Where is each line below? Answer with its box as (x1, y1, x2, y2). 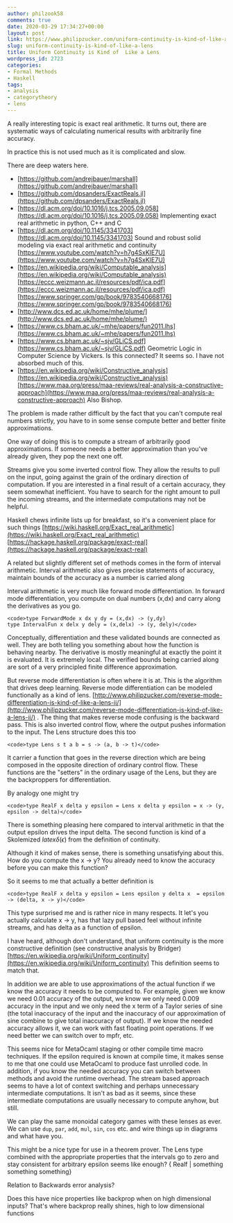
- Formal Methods (7, 68, 58, 75)
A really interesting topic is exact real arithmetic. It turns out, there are (7, 119, 207, 128)
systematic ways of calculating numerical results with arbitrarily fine (7, 126, 202, 135)
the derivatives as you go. (7, 601, 81, 610)
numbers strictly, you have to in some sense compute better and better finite (7, 416, 226, 425)
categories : (7, 62, 42, 69)
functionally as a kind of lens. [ (7, 691, 95, 699)
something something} (7, 1167, 72, 1176)
